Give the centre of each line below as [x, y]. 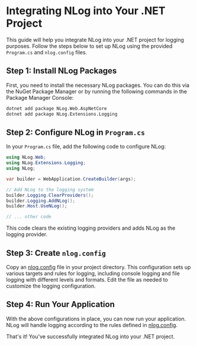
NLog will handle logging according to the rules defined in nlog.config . [92, 325]
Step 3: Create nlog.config [56, 253]
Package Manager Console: [40, 97]
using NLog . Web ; [26, 158]
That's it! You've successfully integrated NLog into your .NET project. [91, 336]
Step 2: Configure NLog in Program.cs [75, 132]
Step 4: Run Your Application [61, 304]
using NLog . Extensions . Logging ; [46, 163]
